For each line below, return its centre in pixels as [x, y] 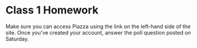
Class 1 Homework [52, 10]
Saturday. [17, 39]
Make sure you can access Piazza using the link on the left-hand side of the [98, 26]
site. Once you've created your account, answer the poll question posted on [98, 32]
